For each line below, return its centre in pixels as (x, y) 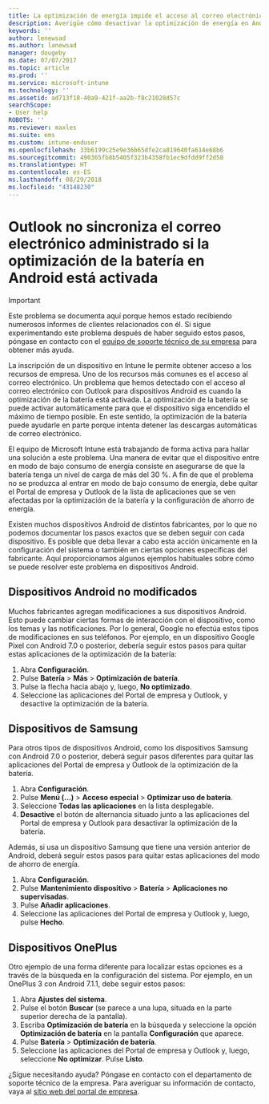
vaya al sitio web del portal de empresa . (74, 1092)
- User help (28, 113)
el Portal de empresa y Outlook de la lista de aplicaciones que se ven (122, 491)
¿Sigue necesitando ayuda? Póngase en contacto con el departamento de (130, 1074)
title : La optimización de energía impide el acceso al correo (116, 16)
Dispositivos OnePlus (63, 947)
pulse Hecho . (42, 922)
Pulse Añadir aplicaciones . (65, 905)
